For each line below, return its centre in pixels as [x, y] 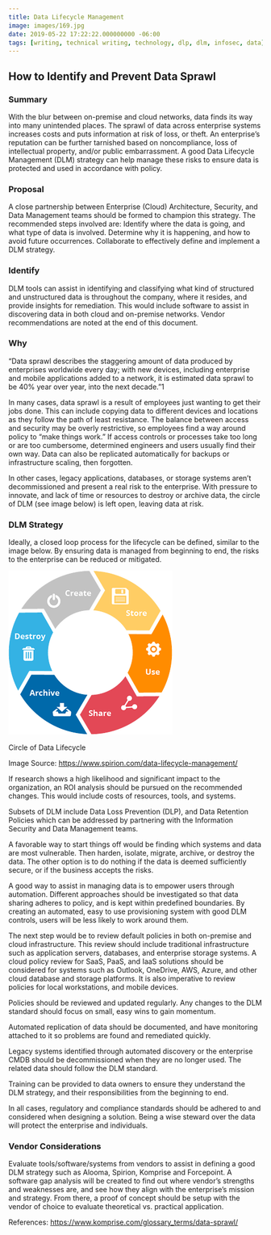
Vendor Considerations [55, 1146]
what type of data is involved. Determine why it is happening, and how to [129, 232]
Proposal [26, 189]
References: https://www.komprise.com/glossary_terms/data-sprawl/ [123, 1222]
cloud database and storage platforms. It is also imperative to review [122, 979]
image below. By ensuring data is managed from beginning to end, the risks [134, 551]
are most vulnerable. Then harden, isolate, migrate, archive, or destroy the [132, 853]
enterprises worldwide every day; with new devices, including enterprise [129, 369]
